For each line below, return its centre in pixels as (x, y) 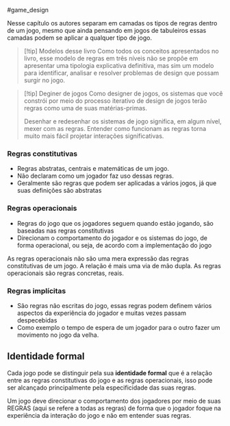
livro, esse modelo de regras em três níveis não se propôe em (111, 58)
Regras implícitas (37, 291)
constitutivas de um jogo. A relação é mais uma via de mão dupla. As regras (114, 265)
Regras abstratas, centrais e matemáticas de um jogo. (93, 169)
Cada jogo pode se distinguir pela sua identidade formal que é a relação (110, 372)
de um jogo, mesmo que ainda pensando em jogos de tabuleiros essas (107, 31)
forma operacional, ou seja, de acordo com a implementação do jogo (114, 245)
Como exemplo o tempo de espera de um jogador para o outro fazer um (118, 327)
